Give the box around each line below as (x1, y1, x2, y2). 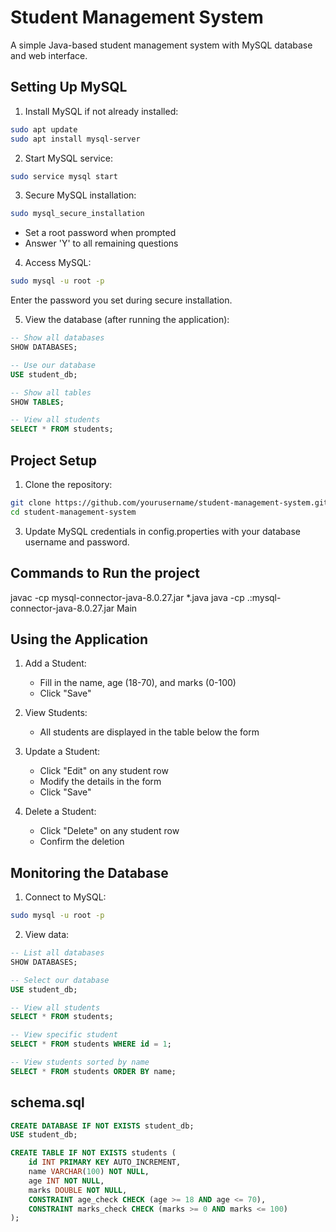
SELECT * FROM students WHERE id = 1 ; (10, 1039, 172, 1050)
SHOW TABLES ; (10, 397, 65, 407)
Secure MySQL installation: (24, 189, 137, 201)
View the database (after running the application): (24, 314, 230, 326)
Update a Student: (24, 746, 101, 758)
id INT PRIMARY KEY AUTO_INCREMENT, (28, 1157, 182, 1168)
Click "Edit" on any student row (39, 765, 169, 777)
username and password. (24, 536, 130, 548)
